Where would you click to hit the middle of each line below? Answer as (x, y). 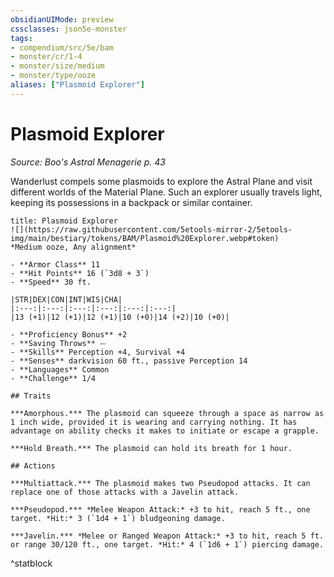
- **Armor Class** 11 (55, 264)
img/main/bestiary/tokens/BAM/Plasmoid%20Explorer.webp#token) (145, 238)
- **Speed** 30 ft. (51, 282)
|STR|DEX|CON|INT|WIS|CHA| (66, 299)
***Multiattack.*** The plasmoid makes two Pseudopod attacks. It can (160, 483)
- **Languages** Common (60, 369)
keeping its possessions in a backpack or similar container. (131, 202)
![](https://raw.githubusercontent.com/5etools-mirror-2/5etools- (151, 229)
